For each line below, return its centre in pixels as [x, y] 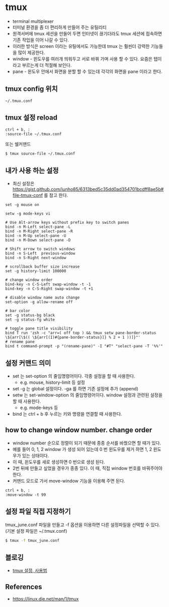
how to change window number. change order [79, 430]
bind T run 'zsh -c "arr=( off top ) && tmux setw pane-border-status [81, 333]
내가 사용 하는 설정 [32, 170]
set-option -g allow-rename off [39, 302]
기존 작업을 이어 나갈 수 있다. [41, 40]
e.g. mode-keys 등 [39, 408]
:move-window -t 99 [26, 495]
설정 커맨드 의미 [28, 363]
